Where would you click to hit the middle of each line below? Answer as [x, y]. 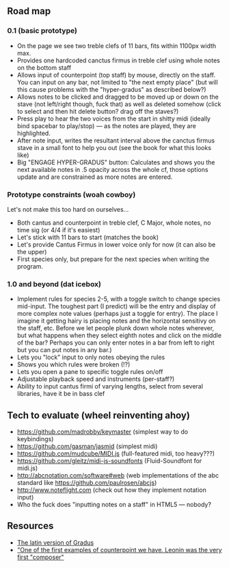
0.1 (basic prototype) [42, 31]
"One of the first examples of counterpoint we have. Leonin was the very [119, 550]
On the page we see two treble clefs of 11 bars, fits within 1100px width [117, 46]
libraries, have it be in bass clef [61, 394]
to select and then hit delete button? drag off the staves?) [98, 111]
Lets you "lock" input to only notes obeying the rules [91, 357]
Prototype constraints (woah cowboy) [71, 195]
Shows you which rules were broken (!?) [73, 365]
